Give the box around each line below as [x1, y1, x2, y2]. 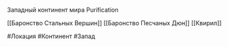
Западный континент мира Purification [7, 6, 119, 14]
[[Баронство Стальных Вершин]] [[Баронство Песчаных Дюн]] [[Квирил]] [7, 19, 222, 27]
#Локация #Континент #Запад [7, 32, 96, 40]
